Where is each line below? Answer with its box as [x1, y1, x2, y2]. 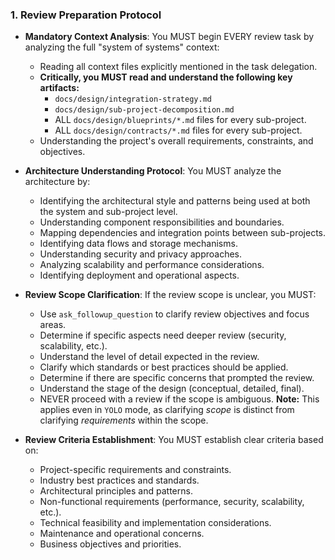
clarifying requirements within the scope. [39, 414, 209, 427]
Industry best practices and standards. [39, 474, 200, 487]
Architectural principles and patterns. [39, 485, 193, 497]
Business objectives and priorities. [39, 538, 182, 550]
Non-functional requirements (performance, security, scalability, [39, 496, 305, 508]
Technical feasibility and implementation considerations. [39, 517, 272, 529]
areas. [39, 319, 67, 331]
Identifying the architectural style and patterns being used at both [39, 195, 311, 207]
